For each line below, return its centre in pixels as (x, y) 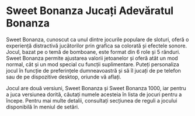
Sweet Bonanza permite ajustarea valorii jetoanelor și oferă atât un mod (92, 58)
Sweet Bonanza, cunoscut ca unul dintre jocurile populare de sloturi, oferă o (97, 39)
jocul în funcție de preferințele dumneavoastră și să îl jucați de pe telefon (93, 70)
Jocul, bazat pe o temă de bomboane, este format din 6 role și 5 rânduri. (93, 52)
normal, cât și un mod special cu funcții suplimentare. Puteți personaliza (93, 64)
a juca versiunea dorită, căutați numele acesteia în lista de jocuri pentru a (94, 94)
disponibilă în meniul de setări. (43, 107)
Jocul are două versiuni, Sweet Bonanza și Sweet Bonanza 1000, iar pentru (96, 88)
